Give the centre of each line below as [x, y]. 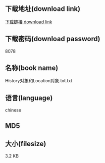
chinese [13, 110]
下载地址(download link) [43, 9]
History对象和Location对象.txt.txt [39, 81]
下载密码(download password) [53, 39]
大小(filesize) [26, 144]
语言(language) [29, 98]
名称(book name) [32, 68]
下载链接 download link [29, 22]
